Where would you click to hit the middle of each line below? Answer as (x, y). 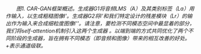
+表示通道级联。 (26, 45)
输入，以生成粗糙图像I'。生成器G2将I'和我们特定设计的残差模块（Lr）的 (99, 16)
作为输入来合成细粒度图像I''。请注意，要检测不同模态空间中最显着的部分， (103, 23)
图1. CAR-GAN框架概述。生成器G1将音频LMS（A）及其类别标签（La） (102, 8)
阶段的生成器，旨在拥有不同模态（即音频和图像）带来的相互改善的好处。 (100, 38)
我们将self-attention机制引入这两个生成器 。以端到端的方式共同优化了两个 (97, 31)
